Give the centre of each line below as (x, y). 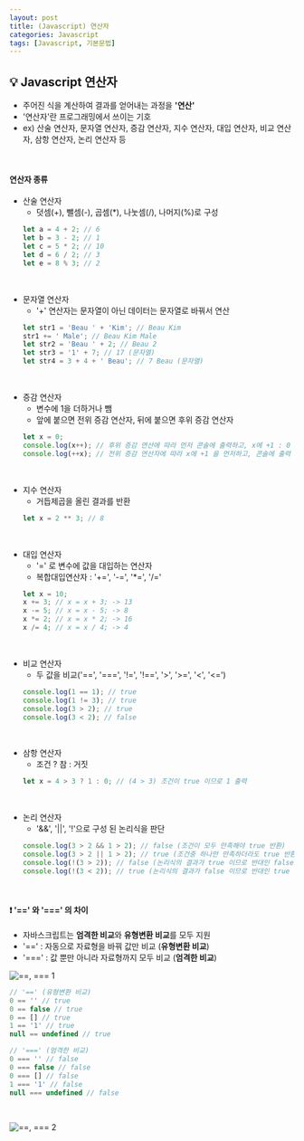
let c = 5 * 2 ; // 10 (63, 247)
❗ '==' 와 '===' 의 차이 (49, 910)
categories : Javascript (54, 34)
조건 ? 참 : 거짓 (62, 765)
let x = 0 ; (43, 437)
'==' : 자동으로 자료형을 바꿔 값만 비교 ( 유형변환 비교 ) (116, 946)
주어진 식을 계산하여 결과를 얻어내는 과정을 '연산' (109, 106)
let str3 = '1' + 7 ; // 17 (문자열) (89, 353)
